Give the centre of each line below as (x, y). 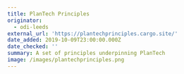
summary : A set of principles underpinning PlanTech (86, 54)
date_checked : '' (33, 47)
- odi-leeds (31, 27)
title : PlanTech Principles (49, 14)
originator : (25, 20)
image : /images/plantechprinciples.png (66, 60)
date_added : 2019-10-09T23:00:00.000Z (64, 40)
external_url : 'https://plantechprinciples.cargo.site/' (93, 33)
